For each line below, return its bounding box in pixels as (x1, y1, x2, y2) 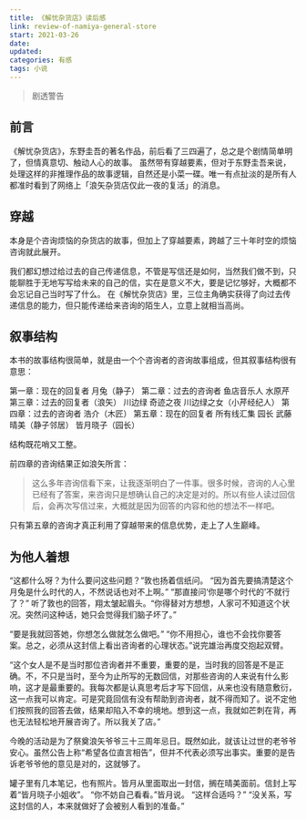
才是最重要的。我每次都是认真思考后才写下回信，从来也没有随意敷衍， (33, 682, 297, 693)
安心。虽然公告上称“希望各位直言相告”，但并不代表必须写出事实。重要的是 (9, 747, 289, 758)
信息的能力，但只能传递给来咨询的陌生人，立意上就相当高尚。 (16, 300, 249, 311)
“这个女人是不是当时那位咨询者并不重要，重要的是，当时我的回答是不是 (9, 660, 277, 671)
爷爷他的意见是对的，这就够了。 (25, 758, 146, 770)
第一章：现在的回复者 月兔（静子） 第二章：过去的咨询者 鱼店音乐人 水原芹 (9, 385, 290, 396)
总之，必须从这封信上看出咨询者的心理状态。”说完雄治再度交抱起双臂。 (25, 640, 289, 651)
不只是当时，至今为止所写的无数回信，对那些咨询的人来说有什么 (40, 671, 280, 682)
